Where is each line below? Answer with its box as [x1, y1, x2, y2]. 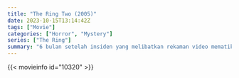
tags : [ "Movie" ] [7, 23, 55, 30]
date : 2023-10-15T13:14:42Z [7, 17, 91, 24]
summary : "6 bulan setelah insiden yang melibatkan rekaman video [7, 43, 208, 50]
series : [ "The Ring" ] [7, 37, 72, 44]
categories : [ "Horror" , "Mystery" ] [7, 30, 113, 38]
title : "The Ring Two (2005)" [7, 10, 97, 18]
